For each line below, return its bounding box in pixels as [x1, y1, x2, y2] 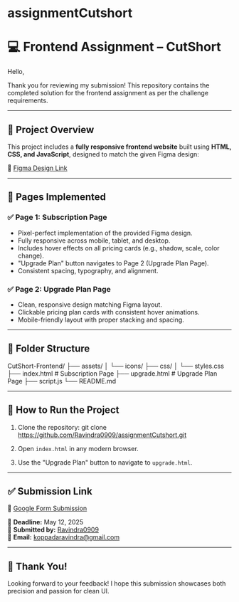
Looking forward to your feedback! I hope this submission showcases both [7, 579, 226, 588]
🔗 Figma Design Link [7, 164, 68, 172]
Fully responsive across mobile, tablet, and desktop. [17, 236, 171, 245]
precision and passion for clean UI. [7, 587, 110, 596]
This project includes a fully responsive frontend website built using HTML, [7, 142, 232, 151]
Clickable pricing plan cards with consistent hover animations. [17, 307, 200, 316]
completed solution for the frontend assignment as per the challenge [7, 89, 208, 97]
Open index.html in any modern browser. [17, 444, 139, 453]
